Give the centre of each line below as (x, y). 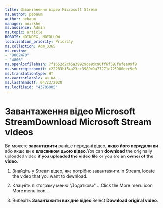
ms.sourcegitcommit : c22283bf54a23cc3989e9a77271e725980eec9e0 (71, 69)
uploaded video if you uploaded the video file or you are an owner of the (79, 156)
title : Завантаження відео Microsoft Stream (51, 10)
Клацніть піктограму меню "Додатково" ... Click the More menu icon (82, 186)
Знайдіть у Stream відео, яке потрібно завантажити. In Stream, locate (83, 171)
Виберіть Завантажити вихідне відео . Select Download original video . (85, 200)
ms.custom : (16, 51)
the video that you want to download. (50, 176)
